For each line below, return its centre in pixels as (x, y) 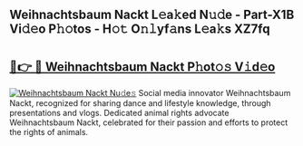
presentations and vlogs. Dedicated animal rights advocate (119, 113)
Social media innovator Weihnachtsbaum (215, 93)
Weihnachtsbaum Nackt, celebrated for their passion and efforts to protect (149, 122)
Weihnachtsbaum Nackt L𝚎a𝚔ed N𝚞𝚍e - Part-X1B (152, 15)
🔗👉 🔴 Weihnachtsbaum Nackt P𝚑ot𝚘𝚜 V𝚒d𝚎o (142, 67)
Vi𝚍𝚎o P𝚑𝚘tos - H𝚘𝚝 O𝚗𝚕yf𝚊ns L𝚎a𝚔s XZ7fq (140, 29)
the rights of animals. (49, 132)
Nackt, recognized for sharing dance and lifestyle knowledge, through (140, 103)
